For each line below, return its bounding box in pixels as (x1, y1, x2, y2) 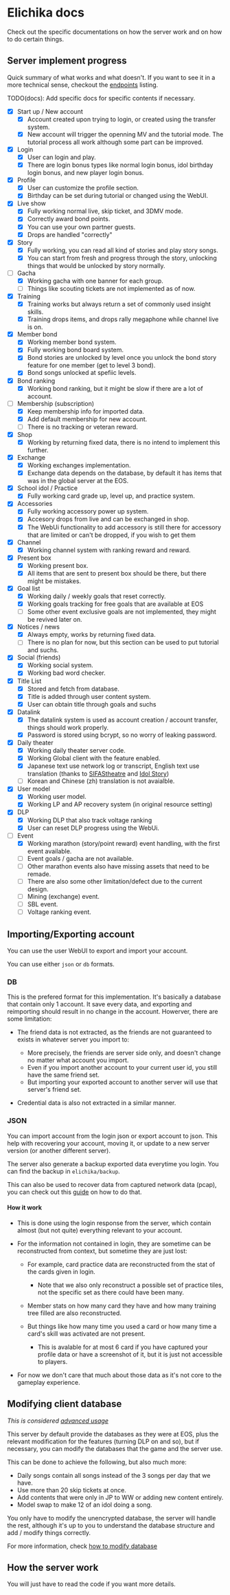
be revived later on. (27, 616, 82, 624)
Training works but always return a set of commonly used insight (27, 300, 211, 308)
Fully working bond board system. (27, 346, 124, 354)
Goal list (16, 584, 41, 592)
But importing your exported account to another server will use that (27, 1078, 218, 1086)
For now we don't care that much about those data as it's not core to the (16, 1370, 222, 1379)
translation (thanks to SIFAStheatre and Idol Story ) (27, 770, 170, 778)
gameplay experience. (16, 1378, 80, 1386)
